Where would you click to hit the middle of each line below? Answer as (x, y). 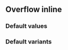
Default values (26, 26)
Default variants (29, 42)
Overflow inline (34, 10)
